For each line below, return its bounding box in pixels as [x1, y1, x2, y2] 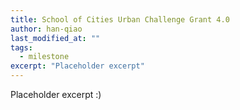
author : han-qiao [10, 24, 83, 34]
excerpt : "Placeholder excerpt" [10, 61, 145, 71]
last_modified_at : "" [10, 33, 101, 43]
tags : [10, 42, 33, 53]
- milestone [19, 52, 70, 62]
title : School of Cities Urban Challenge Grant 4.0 [10, 14, 230, 25]
